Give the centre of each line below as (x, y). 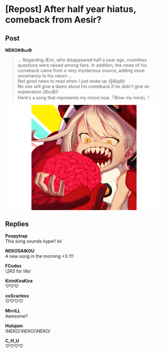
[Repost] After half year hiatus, (71, 9)
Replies (17, 224)
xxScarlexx (17, 296)
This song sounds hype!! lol (33, 241)
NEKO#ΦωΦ (19, 50)
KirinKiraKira (19, 281)
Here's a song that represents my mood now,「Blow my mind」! (83, 98)
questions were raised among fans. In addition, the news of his (82, 65)
